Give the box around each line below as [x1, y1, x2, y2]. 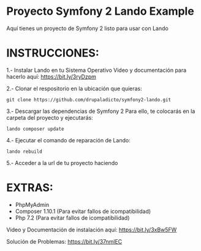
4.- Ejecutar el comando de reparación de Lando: [6, 136, 131, 144]
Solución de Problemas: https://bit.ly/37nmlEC [6, 237, 123, 245]
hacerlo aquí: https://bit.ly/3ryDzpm [6, 72, 97, 80]
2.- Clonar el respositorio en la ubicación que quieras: [6, 85, 142, 92]
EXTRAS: [6, 181, 53, 195]
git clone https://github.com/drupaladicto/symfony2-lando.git [6, 96, 172, 102]
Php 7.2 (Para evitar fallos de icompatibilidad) [15, 214, 130, 222]
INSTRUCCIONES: [6, 46, 99, 60]
